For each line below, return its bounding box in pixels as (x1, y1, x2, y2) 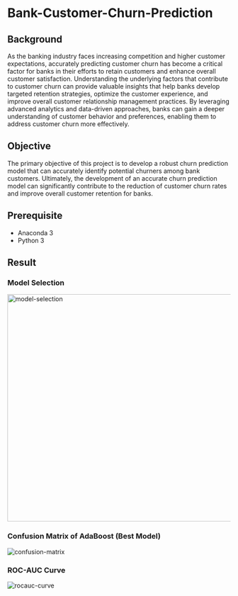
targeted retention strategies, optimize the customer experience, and (7, 90, 208, 98)
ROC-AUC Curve (7, 565, 66, 575)
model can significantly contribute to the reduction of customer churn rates (7, 181, 227, 190)
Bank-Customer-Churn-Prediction (7, 5, 214, 21)
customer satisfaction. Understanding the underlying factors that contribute (7, 74, 229, 83)
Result (7, 257, 37, 269)
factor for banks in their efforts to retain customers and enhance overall (7, 67, 216, 75)
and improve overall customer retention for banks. (7, 189, 154, 198)
